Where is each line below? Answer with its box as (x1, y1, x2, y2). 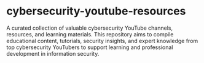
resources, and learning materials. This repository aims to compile (6, 30, 174, 38)
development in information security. (6, 50, 100, 57)
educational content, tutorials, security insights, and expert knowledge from (6, 37, 198, 44)
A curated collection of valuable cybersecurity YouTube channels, (6, 24, 173, 31)
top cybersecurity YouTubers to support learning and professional (6, 44, 173, 51)
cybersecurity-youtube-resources (6, 4, 186, 18)
